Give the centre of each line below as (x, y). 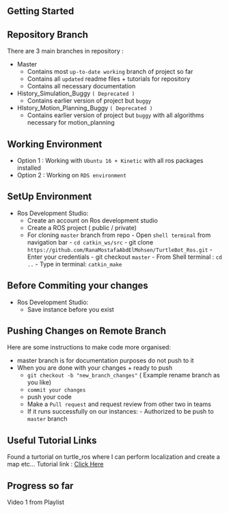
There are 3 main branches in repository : (66, 51)
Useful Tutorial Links (52, 440)
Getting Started (41, 11)
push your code (49, 397)
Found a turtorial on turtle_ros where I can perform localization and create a (113, 457)
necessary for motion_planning (71, 123)
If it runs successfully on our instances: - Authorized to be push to (120, 412)
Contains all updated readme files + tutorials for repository (109, 79)
